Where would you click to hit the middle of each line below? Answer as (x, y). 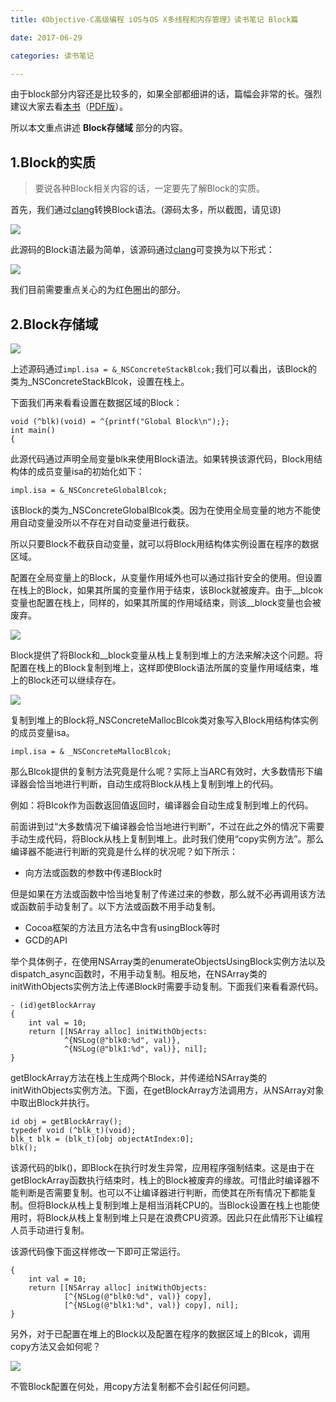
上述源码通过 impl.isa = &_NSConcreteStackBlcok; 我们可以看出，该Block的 (164, 369)
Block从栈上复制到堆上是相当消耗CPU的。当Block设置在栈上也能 (178, 1205)
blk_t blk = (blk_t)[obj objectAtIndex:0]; (102, 1139)
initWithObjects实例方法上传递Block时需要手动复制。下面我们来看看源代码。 (167, 986)
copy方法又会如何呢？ (56, 1346)
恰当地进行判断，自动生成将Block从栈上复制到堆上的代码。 (157, 784)
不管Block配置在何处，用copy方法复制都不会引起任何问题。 (133, 1386)
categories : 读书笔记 (52, 56)
